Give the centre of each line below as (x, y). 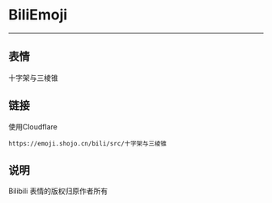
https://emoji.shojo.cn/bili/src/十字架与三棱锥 (88, 143)
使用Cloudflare (33, 126)
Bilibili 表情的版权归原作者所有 (58, 191)
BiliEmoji (38, 15)
